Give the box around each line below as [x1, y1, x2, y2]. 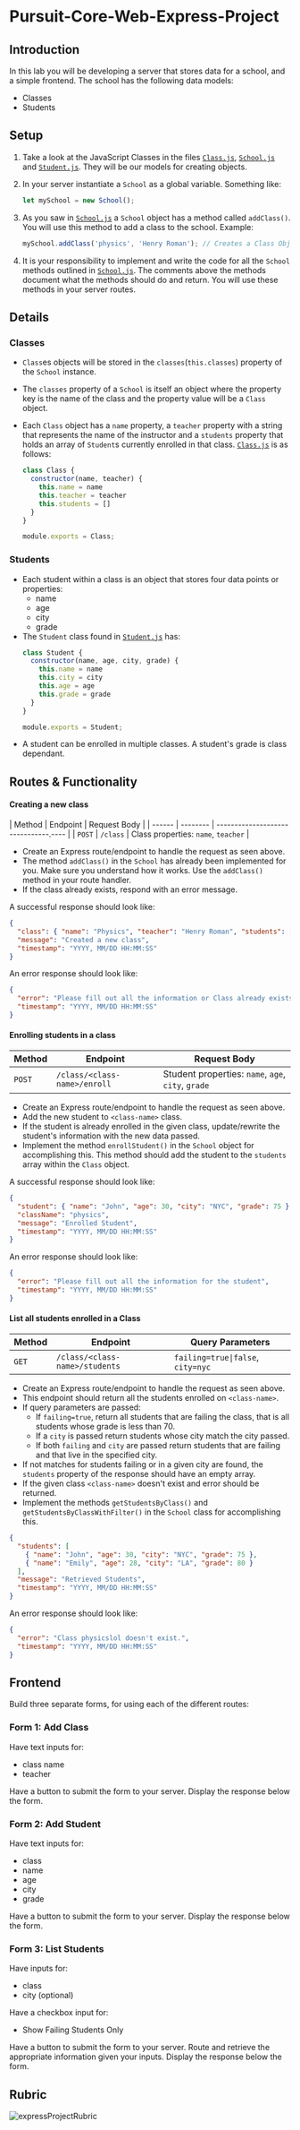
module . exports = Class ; [21, 532, 115, 541]
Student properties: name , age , [162, 1068, 286, 1080]
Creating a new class [9, 799, 89, 810]
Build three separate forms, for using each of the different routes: [9, 1699, 250, 1710]
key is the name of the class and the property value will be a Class [21, 393, 266, 404]
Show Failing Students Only [21, 2024, 124, 2035]
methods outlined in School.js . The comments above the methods [21, 264, 266, 275]
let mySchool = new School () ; [21, 195, 136, 205]
